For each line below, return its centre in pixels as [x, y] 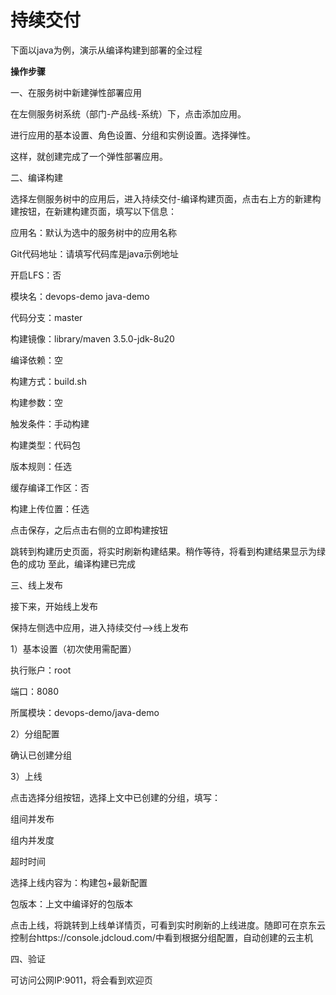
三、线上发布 [36, 585]
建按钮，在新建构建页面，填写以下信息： [93, 211]
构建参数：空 [36, 402]
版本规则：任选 [41, 466]
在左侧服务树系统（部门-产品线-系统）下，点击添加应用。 [128, 113]
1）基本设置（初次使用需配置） [73, 648]
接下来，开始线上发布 [54, 606]
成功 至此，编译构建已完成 [81, 563]
